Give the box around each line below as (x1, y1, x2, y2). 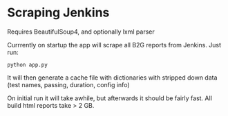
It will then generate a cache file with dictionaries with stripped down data (7, 73, 218, 82)
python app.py (7, 61, 48, 68)
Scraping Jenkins (7, 5, 110, 21)
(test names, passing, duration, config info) (7, 80, 130, 89)
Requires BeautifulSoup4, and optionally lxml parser (7, 27, 155, 36)
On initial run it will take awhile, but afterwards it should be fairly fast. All (7, 94, 213, 102)
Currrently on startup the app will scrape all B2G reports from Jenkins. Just (7, 40, 222, 49)
